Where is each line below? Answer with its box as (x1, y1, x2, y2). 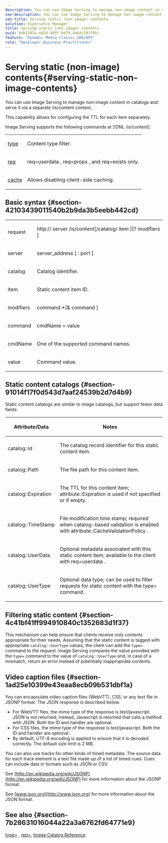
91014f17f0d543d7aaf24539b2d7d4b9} (5, 388, 132, 396)
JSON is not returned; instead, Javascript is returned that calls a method (12, 714, 161, 720)
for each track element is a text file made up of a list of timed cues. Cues (5, 756, 155, 762)
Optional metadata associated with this (59, 546, 151, 553)
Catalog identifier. (36, 268, 79, 275)
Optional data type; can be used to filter (59, 576, 153, 583)
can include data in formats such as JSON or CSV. (5, 761, 108, 767)
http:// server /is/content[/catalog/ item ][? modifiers (36, 225, 160, 232)
